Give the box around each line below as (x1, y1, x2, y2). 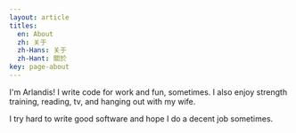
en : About (17, 29, 53, 38)
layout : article (9, 12, 70, 22)
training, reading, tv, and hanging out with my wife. (9, 96, 196, 106)
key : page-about (9, 63, 70, 72)
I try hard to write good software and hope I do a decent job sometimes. (9, 113, 274, 124)
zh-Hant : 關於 (17, 54, 67, 63)
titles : (9, 21, 38, 30)
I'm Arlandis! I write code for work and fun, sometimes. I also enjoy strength (9, 86, 288, 98)
